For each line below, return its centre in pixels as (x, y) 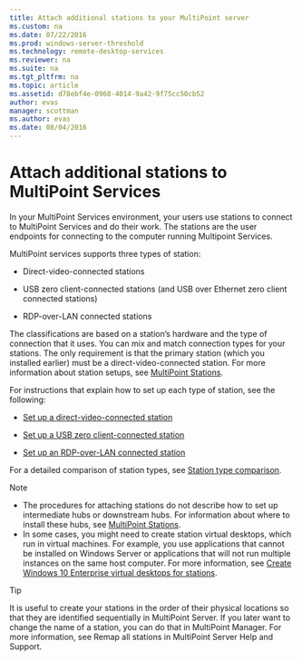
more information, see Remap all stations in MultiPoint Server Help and (141, 636)
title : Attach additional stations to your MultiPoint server (129, 18)
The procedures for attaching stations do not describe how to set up (150, 505)
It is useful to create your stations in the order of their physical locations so (149, 607)
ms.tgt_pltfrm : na (44, 77)
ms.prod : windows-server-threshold (77, 43)
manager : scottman (44, 111)
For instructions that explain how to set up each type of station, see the (142, 390)
